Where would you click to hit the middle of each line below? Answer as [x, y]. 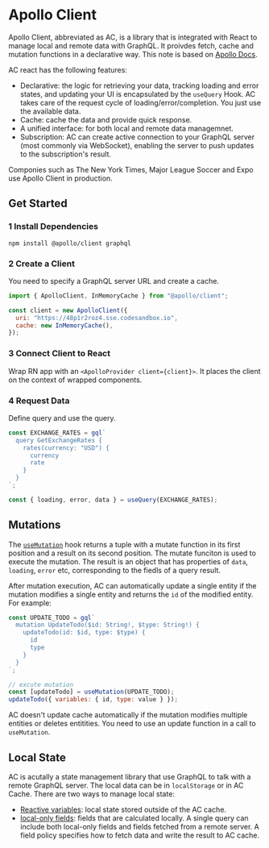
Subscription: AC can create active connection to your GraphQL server [137, 137]
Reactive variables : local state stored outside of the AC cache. [123, 810]
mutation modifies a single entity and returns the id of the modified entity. [131, 594]
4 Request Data [39, 401]
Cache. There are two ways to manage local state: [92, 794]
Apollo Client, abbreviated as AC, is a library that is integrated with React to [133, 37]
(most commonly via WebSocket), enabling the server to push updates [137, 145]
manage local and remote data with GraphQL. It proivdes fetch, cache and [131, 45]
